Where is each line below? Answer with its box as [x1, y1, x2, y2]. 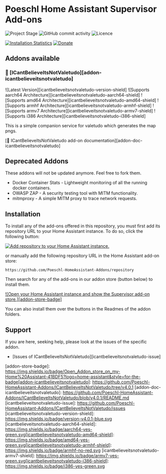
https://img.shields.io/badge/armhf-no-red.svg [5, 447, 101, 454]
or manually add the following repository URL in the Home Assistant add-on [5, 253, 160, 259]
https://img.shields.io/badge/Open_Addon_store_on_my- [5, 369, 120, 374]
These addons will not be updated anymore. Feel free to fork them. [5, 170, 142, 176]
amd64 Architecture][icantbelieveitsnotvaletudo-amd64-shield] [26, 97, 157, 103]
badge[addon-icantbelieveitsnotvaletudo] [5, 379, 90, 385]
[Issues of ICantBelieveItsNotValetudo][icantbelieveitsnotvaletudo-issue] [12, 354, 161, 360]
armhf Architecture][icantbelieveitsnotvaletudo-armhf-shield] [26, 103, 152, 108]
